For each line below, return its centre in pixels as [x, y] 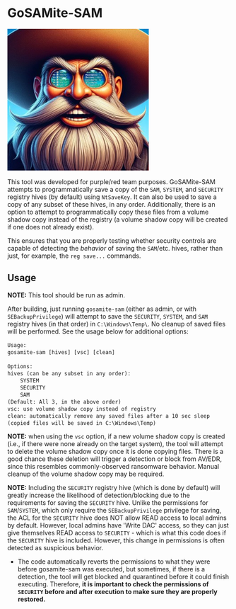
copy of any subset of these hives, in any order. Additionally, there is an [111, 204]
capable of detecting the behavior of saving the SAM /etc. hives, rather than [115, 248]
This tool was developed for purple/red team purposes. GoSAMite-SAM [111, 181]
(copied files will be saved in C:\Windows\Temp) [82, 423]
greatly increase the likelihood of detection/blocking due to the [99, 495]
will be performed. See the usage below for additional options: [98, 331]
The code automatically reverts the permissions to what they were [114, 562]
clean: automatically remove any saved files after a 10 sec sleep [109, 416]
